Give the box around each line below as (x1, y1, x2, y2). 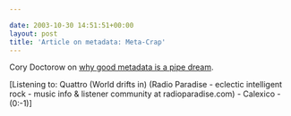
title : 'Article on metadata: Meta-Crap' (9, 37, 167, 46)
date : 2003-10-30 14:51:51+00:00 (9, 21, 134, 29)
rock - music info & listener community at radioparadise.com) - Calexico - (9, 88, 281, 99)
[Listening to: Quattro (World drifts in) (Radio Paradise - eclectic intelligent (9, 79, 283, 90)
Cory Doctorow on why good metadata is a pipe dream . (9, 62, 214, 72)
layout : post (9, 29, 58, 38)
